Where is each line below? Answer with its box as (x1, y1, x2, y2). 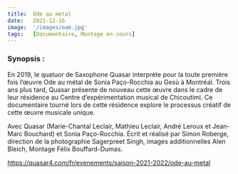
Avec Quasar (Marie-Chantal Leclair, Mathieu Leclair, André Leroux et (7, 122, 212, 130)
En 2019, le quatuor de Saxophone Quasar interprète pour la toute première (7, 70, 228, 78)
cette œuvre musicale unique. (7, 108, 95, 116)
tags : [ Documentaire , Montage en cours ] (7, 30, 135, 38)
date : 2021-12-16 (7, 17, 66, 24)
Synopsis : (7, 54, 45, 64)
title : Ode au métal (7, 10, 72, 18)
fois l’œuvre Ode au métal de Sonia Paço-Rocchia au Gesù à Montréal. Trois (7, 78, 230, 86)
